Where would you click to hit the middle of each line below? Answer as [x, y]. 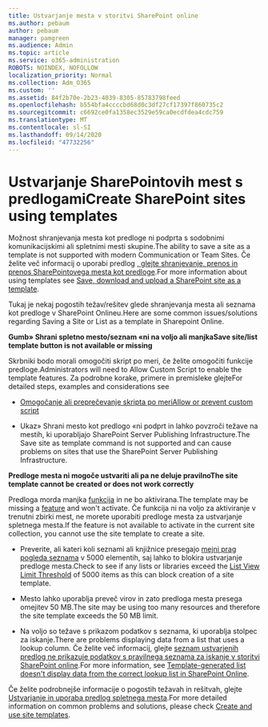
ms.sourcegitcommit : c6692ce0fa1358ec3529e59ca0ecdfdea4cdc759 [116, 113]
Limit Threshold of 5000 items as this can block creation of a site [127, 575]
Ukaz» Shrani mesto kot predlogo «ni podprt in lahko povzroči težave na [139, 426]
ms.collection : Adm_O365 [50, 82]
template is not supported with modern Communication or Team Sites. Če [129, 255]
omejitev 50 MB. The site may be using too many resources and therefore [140, 607]
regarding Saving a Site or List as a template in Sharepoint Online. [116, 322]
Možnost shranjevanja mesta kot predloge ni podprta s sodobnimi [116, 238]
